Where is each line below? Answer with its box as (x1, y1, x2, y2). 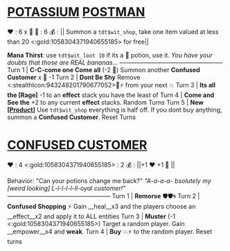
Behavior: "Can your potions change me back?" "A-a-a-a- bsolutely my (7, 176, 211, 184)
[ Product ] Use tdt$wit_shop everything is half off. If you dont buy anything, (7, 105, 222, 114)
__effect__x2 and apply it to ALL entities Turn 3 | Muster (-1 (7, 212, 175, 220)
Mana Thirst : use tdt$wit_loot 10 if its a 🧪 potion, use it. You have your (7, 51, 213, 59)
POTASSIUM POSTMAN (7, 4, 145, 20)
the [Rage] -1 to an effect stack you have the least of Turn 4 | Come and (7, 91, 215, 99)
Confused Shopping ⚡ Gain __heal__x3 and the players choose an (7, 202, 196, 210)
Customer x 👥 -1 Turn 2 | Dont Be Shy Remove (7, 73, 141, 81)
